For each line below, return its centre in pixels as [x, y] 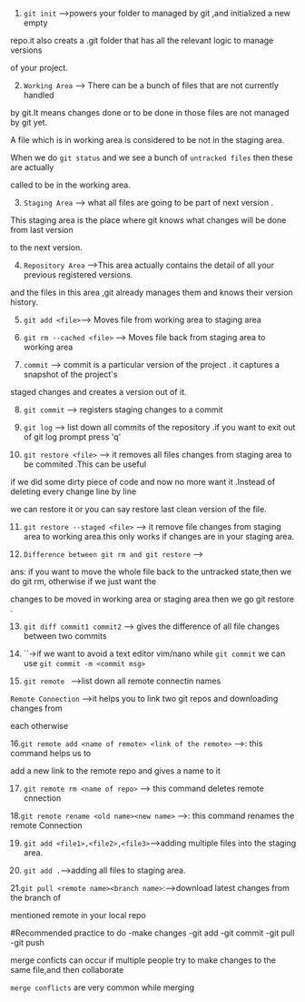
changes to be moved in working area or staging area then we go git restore [152, 599]
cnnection [42, 798]
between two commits [65, 636]
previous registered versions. [78, 275]
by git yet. [29, 122]
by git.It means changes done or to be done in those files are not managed [150, 112]
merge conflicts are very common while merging [102, 987]
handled [39, 95]
